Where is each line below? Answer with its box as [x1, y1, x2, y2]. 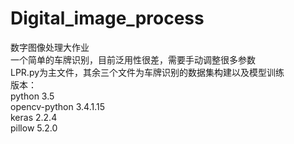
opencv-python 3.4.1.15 [10, 100, 105, 112]
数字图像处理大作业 [10, 41, 90, 53]
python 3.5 [10, 90, 55, 102]
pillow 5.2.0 [10, 122, 58, 134]
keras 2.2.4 [10, 111, 58, 123]
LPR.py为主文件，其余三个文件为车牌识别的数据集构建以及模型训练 [10, 66, 285, 78]
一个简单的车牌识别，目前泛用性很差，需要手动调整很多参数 [10, 53, 256, 66]
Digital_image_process [10, 7, 205, 30]
